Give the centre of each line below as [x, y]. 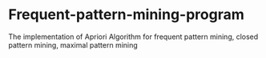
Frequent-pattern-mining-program [126, 15]
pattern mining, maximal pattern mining [73, 44]
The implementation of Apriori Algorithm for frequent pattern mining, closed [133, 37]
